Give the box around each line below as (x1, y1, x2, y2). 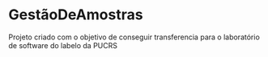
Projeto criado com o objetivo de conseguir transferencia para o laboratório (8, 32, 261, 42)
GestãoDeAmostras (8, 6, 143, 24)
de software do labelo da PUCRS (8, 40, 117, 50)
